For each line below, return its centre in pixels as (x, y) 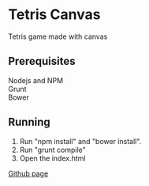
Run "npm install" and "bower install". (80, 141)
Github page (28, 173)
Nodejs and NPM (36, 80)
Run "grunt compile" (53, 150)
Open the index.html (52, 158)
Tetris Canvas (54, 15)
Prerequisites (42, 61)
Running (30, 122)
